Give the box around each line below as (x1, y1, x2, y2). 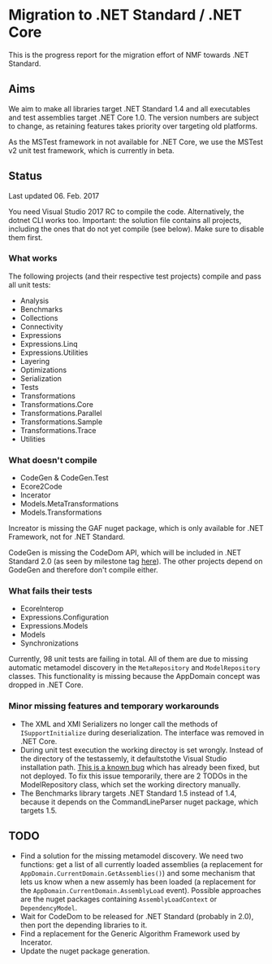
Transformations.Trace (19, 425, 97, 435)
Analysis (19, 296, 50, 305)
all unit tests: (8, 279, 51, 290)
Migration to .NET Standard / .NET (8, 6, 242, 24)
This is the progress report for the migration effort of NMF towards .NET (8, 50, 249, 59)
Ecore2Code (19, 482, 63, 492)
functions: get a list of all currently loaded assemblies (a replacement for (19, 859, 264, 869)
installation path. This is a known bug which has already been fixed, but (19, 762, 260, 772)
